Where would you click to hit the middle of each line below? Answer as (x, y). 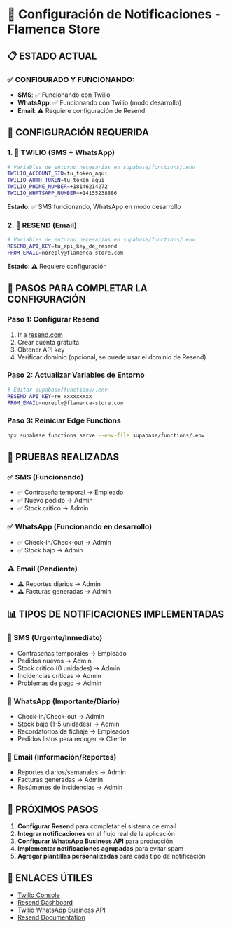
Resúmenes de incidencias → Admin (70, 787)
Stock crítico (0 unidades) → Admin (69, 668)
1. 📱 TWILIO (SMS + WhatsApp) (61, 152)
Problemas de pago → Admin (59, 683)
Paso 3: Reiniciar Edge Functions (64, 420)
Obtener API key (41, 350)
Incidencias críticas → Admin (59, 675)
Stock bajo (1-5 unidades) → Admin (69, 724)
